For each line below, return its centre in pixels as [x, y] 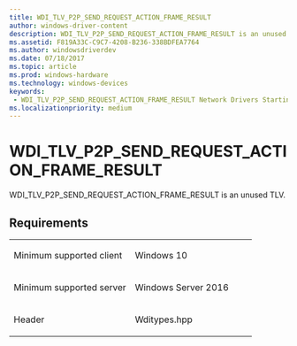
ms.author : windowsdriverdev [63, 50]
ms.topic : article [43, 67]
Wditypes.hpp [164, 319]
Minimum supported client [68, 255]
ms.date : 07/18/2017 [47, 58]
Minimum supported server [70, 287]
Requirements [49, 223]
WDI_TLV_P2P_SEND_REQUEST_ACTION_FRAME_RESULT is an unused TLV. [147, 195]
